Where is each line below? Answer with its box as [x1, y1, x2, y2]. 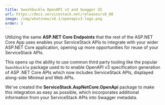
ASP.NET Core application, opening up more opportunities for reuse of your [5, 44, 159, 50]
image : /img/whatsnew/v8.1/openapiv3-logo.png [5, 16, 102, 21]
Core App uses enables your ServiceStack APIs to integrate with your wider [5, 40, 159, 45]
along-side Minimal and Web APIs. [5, 75, 75, 81]
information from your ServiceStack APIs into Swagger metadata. [5, 95, 138, 101]
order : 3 [5, 21, 23, 26]
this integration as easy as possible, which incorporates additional [5, 89, 139, 95]
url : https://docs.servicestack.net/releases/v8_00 [5, 12, 113, 17]
